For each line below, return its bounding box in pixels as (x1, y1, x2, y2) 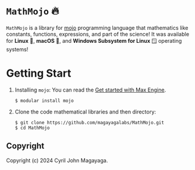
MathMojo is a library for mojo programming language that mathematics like (6, 24, 188, 31)
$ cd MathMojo (14, 125, 50, 131)
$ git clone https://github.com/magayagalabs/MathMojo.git (14, 119, 165, 125)
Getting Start (6, 67, 71, 80)
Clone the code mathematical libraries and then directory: (14, 108, 156, 115)
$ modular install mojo (14, 97, 74, 103)
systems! (6, 46, 29, 53)
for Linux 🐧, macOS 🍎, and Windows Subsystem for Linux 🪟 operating (6, 37, 183, 44)
